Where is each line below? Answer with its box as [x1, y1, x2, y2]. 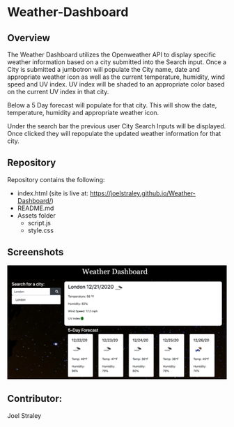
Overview [7, 32, 51, 44]
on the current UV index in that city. [7, 88, 109, 96]
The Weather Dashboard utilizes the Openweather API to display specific [7, 50, 217, 59]
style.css [27, 226, 54, 234]
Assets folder [17, 211, 56, 220]
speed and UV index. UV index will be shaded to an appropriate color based [7, 80, 225, 88]
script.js [27, 218, 51, 227]
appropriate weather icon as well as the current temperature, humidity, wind [7, 73, 225, 81]
